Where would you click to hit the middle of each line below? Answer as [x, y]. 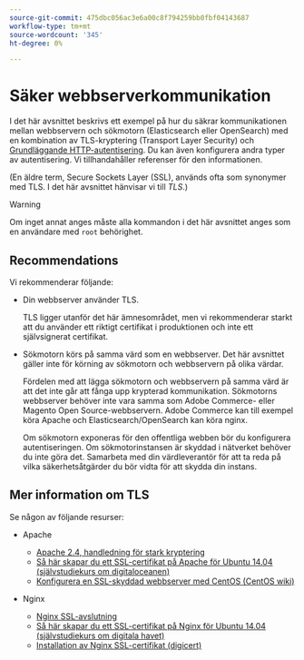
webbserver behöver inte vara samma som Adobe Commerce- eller [148, 401]
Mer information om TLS [79, 495]
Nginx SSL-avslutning [77, 616]
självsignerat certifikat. [65, 336]
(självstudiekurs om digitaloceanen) [103, 571]
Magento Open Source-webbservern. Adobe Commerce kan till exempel [157, 410]
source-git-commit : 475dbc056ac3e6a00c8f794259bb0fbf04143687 [129, 18]
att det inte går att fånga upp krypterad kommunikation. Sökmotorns [150, 391]
